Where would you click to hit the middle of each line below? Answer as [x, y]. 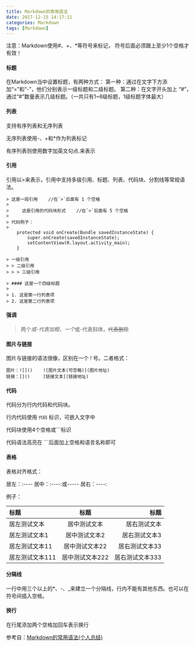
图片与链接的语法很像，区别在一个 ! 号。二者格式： [68, 358]
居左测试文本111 [33, 557]
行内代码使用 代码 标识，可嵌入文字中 [51, 417]
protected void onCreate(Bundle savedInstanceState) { [85, 232]
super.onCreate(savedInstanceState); [73, 238]
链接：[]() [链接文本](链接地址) [47, 377]
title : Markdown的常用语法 [37, 12]
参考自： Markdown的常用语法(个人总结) [54, 637]
